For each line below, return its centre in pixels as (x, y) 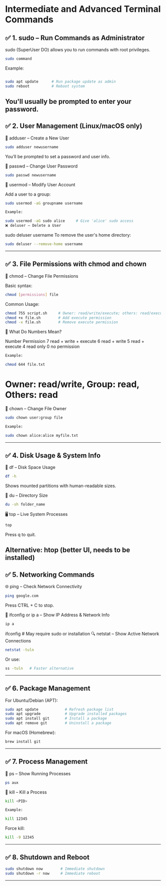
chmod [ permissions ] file (32, 295)
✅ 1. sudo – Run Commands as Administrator (75, 38)
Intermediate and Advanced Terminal (83, 9)
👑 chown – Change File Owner (36, 408)
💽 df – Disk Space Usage (30, 467)
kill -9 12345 (20, 838)
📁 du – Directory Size (26, 496)
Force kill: (15, 828)
